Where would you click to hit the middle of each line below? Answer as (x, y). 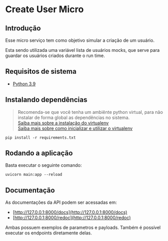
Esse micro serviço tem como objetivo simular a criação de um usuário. (80, 40)
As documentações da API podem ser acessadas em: (61, 202)
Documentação (30, 190)
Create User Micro (44, 9)
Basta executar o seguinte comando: (44, 165)
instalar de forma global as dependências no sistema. (74, 117)
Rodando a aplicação (39, 153)
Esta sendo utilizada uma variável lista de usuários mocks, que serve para (82, 50)
